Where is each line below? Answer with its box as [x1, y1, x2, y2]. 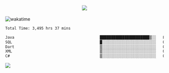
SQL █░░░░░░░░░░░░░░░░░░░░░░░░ [5, 39, 156, 45]
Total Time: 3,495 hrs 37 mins [5, 26, 71, 31]
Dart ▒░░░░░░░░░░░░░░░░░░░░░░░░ [5, 44, 156, 49]
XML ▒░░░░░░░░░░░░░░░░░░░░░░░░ [5, 49, 156, 54]
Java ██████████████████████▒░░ [5, 35, 156, 40]
